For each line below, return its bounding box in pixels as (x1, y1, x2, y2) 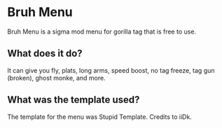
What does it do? (7, 48, 83, 59)
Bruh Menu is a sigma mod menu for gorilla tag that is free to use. (7, 27, 197, 36)
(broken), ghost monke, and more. (7, 73, 106, 82)
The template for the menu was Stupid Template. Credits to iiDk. (7, 113, 193, 121)
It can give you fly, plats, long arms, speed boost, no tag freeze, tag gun (7, 66, 215, 74)
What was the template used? (7, 94, 140, 106)
